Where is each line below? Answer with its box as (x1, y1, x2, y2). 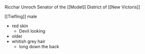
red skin (11, 23, 28, 29)
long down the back (19, 44, 59, 49)
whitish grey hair (11, 38, 46, 44)
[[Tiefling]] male (4, 14, 37, 19)
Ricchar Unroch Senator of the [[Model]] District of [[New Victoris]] (4, 4, 141, 10)
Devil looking (19, 28, 46, 34)
